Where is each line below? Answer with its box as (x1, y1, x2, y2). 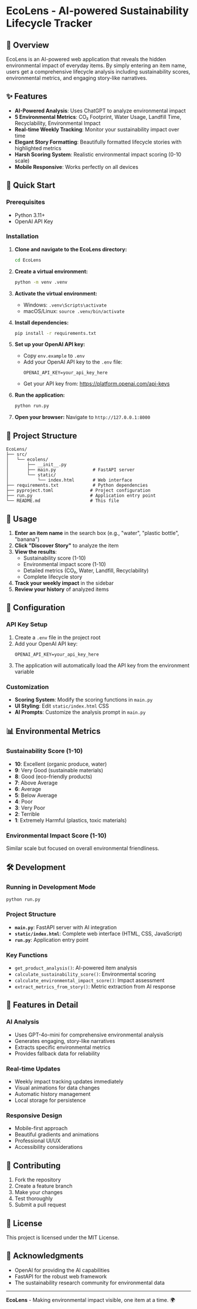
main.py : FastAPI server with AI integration (14, 923, 117, 931)
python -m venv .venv (14, 279, 67, 285)
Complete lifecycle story (23, 573, 83, 580)
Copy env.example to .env (23, 352, 85, 360)
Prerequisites (6, 198, 45, 207)
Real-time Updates (6, 1064, 60, 1072)
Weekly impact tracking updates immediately (14, 1078, 124, 1085)
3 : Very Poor (14, 804, 46, 811)
